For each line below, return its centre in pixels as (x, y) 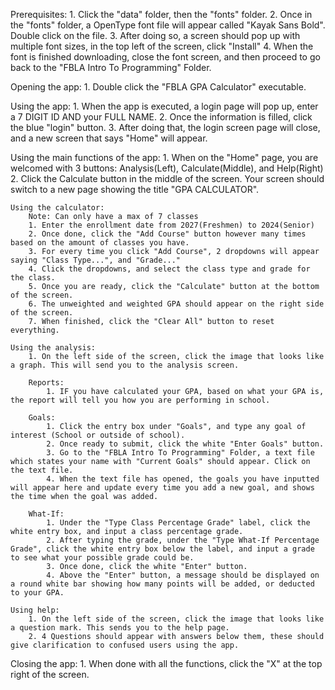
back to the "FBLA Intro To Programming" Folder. (111, 67)
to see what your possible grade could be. (102, 558)
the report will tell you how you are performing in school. (140, 400)
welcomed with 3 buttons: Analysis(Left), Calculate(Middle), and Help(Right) (167, 168)
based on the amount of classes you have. (100, 243)
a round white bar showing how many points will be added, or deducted (162, 584)
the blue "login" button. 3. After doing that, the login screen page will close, (165, 127)
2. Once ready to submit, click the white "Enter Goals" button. (185, 444)
